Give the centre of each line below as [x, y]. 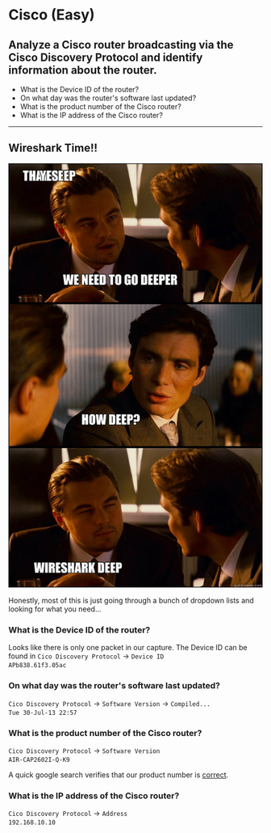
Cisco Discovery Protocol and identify [106, 57]
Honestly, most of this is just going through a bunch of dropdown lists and [131, 600]
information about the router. [83, 70]
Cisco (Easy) [52, 15]
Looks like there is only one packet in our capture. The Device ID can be [128, 648]
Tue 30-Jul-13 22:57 [43, 712]
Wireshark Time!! [53, 148]
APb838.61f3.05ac [38, 666]
